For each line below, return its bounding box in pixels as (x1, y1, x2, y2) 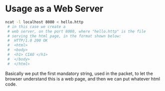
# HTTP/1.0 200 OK (7, 38, 48, 43)
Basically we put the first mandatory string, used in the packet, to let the (5, 70, 153, 76)
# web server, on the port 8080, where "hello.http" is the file (7, 28, 146, 34)
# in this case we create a (7, 24, 66, 29)
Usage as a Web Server (5, 3, 104, 14)
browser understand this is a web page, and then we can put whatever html (5, 75, 161, 81)
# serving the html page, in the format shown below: (7, 33, 122, 38)
